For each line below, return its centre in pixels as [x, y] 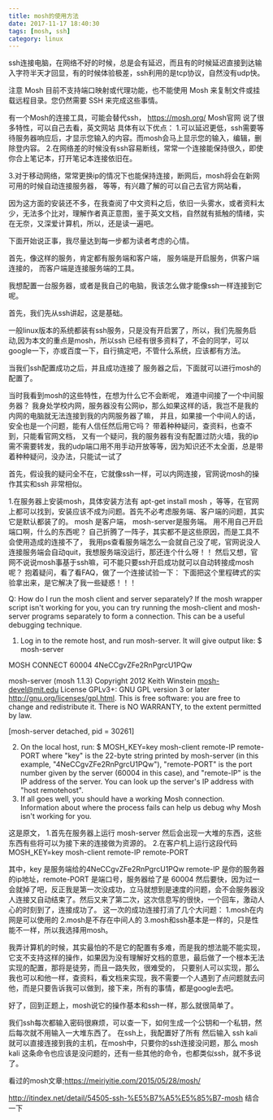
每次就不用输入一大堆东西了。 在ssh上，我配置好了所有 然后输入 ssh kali [136, 1033]
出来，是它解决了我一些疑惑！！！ [79, 583]
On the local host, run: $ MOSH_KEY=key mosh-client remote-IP [128, 747]
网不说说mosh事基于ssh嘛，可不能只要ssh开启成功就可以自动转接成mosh [131, 562]
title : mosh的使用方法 [44, 16]
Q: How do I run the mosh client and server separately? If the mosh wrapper [136, 599]
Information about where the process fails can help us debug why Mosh [141, 807]
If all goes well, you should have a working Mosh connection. [122, 799]
